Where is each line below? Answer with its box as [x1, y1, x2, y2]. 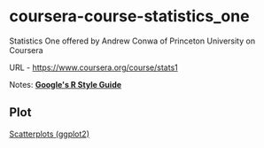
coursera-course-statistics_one [9, 6, 250, 27]
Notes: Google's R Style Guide [9, 79, 122, 90]
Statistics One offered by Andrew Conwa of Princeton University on [9, 35, 255, 46]
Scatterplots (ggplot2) [9, 129, 90, 139]
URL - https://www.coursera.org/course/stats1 [9, 62, 179, 73]
